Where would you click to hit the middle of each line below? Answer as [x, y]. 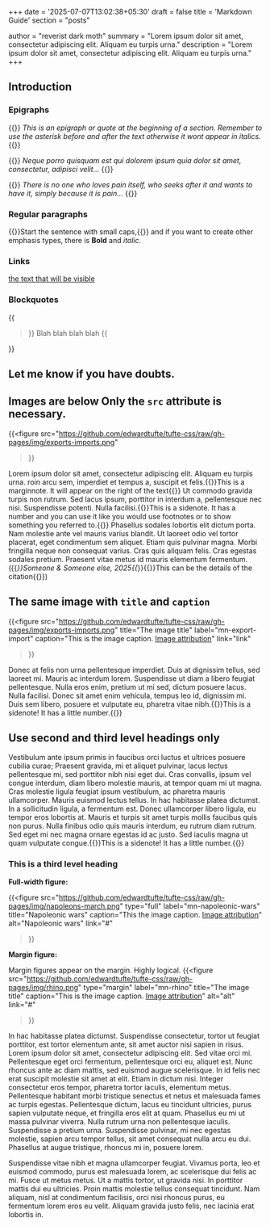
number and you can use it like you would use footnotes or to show [120, 516]
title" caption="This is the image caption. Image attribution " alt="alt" [122, 996]
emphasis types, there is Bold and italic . [75, 240]
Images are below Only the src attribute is [115, 402]
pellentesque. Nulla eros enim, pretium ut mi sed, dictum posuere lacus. [127, 686]
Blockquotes [33, 300]
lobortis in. [26, 1214]
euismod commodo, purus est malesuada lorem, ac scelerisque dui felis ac [133, 1171]
